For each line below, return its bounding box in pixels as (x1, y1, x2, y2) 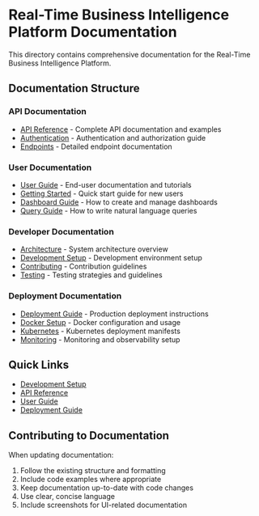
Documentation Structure (8, 82, 140, 95)
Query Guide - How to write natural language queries (19, 205, 197, 215)
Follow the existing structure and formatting (19, 466, 166, 476)
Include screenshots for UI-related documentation (19, 500, 188, 510)
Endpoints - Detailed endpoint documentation (19, 142, 172, 151)
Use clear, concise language (19, 492, 116, 501)
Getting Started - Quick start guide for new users (19, 188, 184, 198)
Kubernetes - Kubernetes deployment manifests (19, 326, 180, 336)
